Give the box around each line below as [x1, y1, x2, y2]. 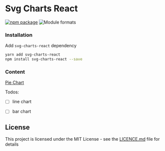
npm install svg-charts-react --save [5, 57, 83, 62]
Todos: [5, 89, 19, 95]
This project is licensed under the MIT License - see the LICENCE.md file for [5, 136, 160, 142]
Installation [5, 31, 33, 38]
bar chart [12, 109, 31, 115]
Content [5, 68, 26, 75]
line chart [12, 99, 32, 105]
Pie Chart [5, 80, 24, 86]
